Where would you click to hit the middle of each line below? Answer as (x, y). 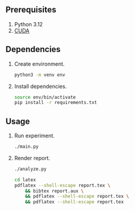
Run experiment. (34, 136)
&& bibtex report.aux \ (54, 191)
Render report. (32, 158)
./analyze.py (30, 169)
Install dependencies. (40, 86)
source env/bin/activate (45, 97)
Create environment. (39, 64)
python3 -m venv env (40, 75)
